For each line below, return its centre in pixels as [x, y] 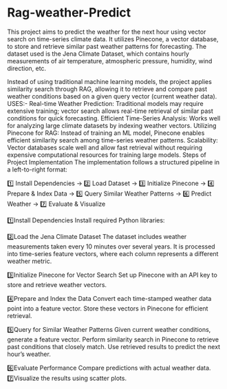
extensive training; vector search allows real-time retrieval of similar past [110, 111]
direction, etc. [27, 68]
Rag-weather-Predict [69, 13]
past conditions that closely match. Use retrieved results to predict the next [114, 346]
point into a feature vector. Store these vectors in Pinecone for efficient [108, 308]
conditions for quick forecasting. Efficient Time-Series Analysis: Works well [114, 118]
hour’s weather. [29, 354]
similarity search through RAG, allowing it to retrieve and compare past [107, 89]
